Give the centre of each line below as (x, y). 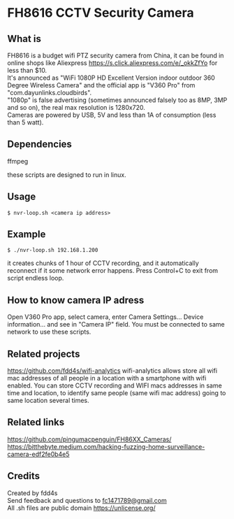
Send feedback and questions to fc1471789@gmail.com (87, 500)
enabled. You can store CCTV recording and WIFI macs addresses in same (115, 385)
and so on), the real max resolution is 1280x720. (76, 107)
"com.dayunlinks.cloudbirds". (50, 93)
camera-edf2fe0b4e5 (38, 454)
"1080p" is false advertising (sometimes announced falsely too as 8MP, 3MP (117, 100)
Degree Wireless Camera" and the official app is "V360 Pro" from (101, 85)
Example (27, 235)
